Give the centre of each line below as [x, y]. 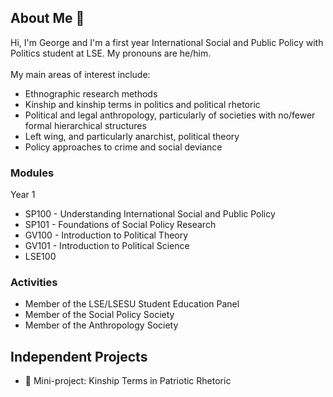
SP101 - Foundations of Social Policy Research [120, 225]
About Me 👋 [47, 18]
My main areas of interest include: [80, 74]
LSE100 [40, 257]
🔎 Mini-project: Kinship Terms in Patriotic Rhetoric [128, 381]
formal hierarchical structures [85, 125]
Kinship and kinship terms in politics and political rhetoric [142, 104]
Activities [34, 283]
